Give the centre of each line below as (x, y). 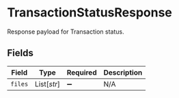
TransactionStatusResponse (90, 13)
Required (82, 72)
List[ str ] (47, 84)
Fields (20, 53)
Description (123, 72)
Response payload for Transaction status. (66, 32)
